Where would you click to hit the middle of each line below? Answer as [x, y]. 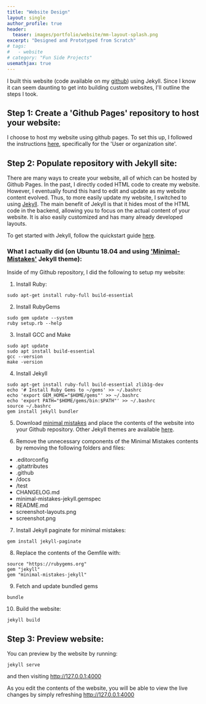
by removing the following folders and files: [71, 448]
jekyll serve [24, 665]
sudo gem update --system [40, 318]
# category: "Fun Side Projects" [50, 58]
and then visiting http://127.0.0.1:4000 [54, 676]
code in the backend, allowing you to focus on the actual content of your [99, 211]
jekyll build [24, 620]
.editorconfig [32, 460]
